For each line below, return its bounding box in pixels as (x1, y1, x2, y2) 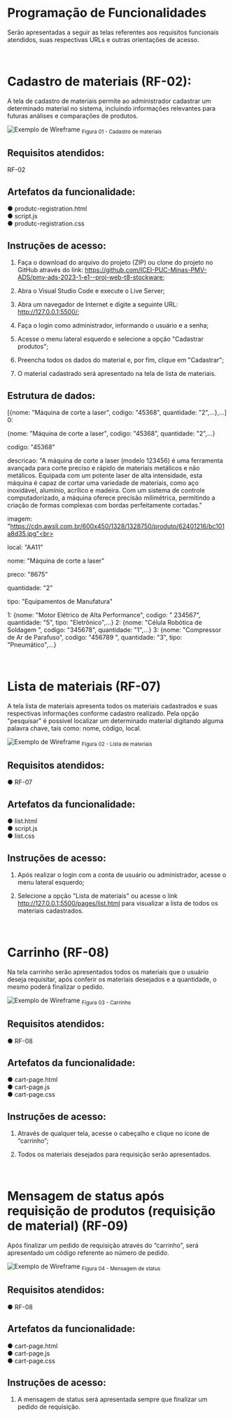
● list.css (7, 831, 35, 841)
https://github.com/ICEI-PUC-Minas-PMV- (85, 266, 208, 274)
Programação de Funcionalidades (7, 5, 206, 21)
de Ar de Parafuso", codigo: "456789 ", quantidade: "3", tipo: (7, 633, 183, 641)
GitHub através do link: (17, 266, 84, 274)
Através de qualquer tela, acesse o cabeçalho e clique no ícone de (17, 1129, 210, 1138)
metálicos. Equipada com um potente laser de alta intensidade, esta (7, 471, 203, 479)
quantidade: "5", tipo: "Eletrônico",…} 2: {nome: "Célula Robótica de (7, 618, 203, 626)
